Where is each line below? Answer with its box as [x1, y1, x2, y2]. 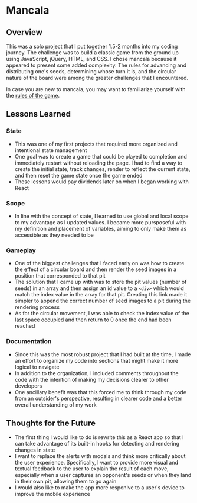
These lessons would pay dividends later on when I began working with [14, 178, 189, 185]
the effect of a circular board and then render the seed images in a [14, 266, 177, 273]
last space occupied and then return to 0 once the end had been [14, 316, 172, 323]
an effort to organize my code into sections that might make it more [14, 357, 179, 364]
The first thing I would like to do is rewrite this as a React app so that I [14, 434, 184, 441]
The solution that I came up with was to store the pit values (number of [14, 279, 187, 286]
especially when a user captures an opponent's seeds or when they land [14, 472, 192, 479]
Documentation [6, 337, 52, 346]
